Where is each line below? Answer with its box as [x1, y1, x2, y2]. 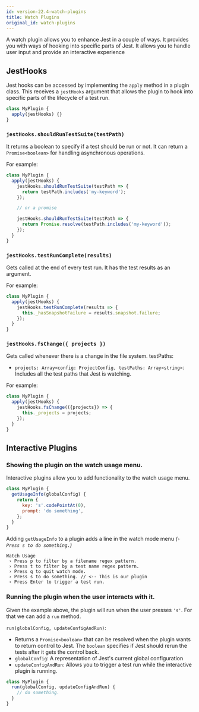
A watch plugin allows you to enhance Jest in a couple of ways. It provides [6, 36, 189, 43]
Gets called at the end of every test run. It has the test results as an [6, 264, 170, 271]
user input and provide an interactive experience [6, 49, 125, 56]
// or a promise [17, 205, 58, 211]
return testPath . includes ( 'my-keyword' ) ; [21, 188, 127, 195]
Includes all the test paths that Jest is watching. [14, 370, 132, 377]
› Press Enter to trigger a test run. [8, 579, 105, 585]
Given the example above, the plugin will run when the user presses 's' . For [6, 606, 192, 613]
